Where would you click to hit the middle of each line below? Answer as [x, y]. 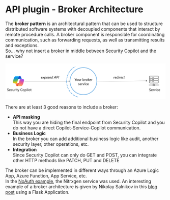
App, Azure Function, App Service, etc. [46, 175]
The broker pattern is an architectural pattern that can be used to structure [84, 24]
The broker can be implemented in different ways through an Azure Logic [82, 170]
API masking [26, 117]
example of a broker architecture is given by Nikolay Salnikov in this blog [81, 186]
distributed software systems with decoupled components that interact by [83, 29]
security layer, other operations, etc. [51, 144]
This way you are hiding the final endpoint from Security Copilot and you [89, 122]
